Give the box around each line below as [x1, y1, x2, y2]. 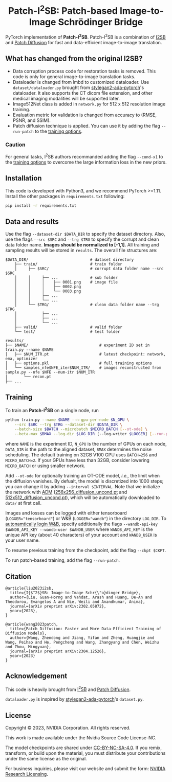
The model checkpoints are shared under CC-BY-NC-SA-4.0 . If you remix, [5, 744, 162, 751]
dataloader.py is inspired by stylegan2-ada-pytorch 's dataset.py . [5, 696, 144, 702]
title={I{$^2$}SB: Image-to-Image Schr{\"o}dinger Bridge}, [10, 590, 141, 595]
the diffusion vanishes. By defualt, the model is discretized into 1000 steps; [5, 478, 164, 484]
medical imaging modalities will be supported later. [12, 95, 120, 101]
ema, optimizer [5, 356, 38, 362]
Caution [5, 141, 26, 148]
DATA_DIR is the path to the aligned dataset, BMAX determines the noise [5, 446, 152, 453]
